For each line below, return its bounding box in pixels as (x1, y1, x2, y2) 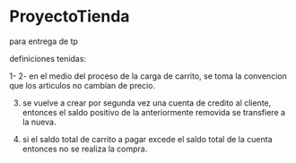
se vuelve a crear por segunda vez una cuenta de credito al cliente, (22, 97, 272, 108)
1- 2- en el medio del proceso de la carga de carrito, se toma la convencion (9, 70, 287, 81)
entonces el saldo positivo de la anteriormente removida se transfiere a (22, 107, 285, 117)
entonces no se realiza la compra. (22, 143, 148, 154)
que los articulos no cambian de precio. (9, 80, 155, 90)
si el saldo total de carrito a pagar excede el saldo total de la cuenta (22, 133, 273, 144)
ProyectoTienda (9, 6, 130, 27)
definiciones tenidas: (9, 53, 87, 64)
